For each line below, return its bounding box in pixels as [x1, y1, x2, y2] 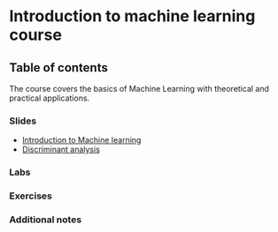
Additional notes [9, 213, 82, 226]
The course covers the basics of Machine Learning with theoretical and [9, 84, 270, 94]
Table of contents [9, 60, 108, 75]
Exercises [9, 190, 53, 202]
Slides [9, 115, 37, 127]
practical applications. [9, 93, 90, 103]
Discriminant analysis [21, 144, 100, 155]
